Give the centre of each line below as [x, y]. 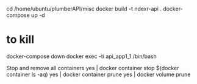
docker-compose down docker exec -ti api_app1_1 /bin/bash [81, 56]
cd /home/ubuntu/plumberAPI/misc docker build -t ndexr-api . [84, 9]
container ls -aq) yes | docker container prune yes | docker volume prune [99, 74]
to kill [20, 40]
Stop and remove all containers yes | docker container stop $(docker [93, 68]
